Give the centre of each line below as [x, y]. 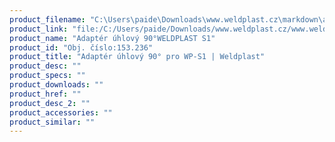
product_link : [39, 29]
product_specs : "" [47, 76]
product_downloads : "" [56, 85]
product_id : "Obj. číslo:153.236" [81, 47]
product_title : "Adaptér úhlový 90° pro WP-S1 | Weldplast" [137, 57]
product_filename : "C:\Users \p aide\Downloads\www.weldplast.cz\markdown [164, 19]
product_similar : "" [52, 122]
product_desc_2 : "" [50, 103]
